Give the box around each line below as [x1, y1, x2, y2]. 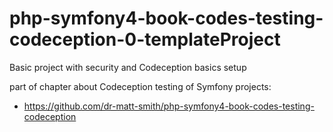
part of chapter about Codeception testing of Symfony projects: [9, 80, 272, 92]
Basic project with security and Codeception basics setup [9, 61, 247, 73]
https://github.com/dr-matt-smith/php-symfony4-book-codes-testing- [23, 100, 315, 112]
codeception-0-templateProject [9, 28, 281, 51]
